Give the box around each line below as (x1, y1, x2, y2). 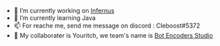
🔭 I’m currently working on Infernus (13, 7, 115, 14)
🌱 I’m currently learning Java (13, 14, 96, 22)
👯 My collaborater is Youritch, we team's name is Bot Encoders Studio (13, 32, 213, 39)
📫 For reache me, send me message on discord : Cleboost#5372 (13, 21, 201, 30)
